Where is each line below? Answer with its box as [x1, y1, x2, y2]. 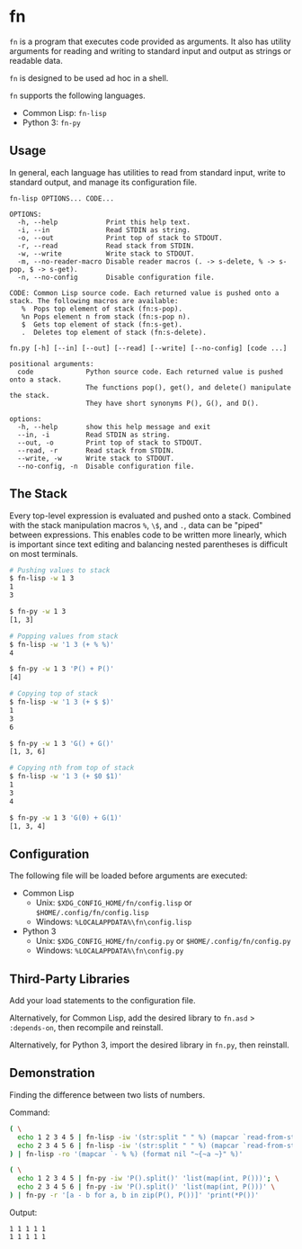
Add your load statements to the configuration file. [9, 995, 196, 1006]
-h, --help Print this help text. [17, 218, 191, 227]
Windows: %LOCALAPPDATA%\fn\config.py [35, 945, 184, 956]
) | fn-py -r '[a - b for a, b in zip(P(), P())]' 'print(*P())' [9, 1191, 259, 1200]
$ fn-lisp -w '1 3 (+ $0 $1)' [9, 772, 123, 781]
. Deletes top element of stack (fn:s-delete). [21, 328, 207, 337]
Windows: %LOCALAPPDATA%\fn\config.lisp [35, 916, 192, 928]
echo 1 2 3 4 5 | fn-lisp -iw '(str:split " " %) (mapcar [17, 1132, 240, 1142]
